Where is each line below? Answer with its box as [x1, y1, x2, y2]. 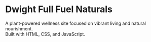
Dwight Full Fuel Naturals [5, 4, 112, 15]
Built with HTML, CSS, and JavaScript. [5, 31, 85, 37]
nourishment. [5, 25, 33, 31]
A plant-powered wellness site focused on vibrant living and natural [5, 20, 146, 26]
